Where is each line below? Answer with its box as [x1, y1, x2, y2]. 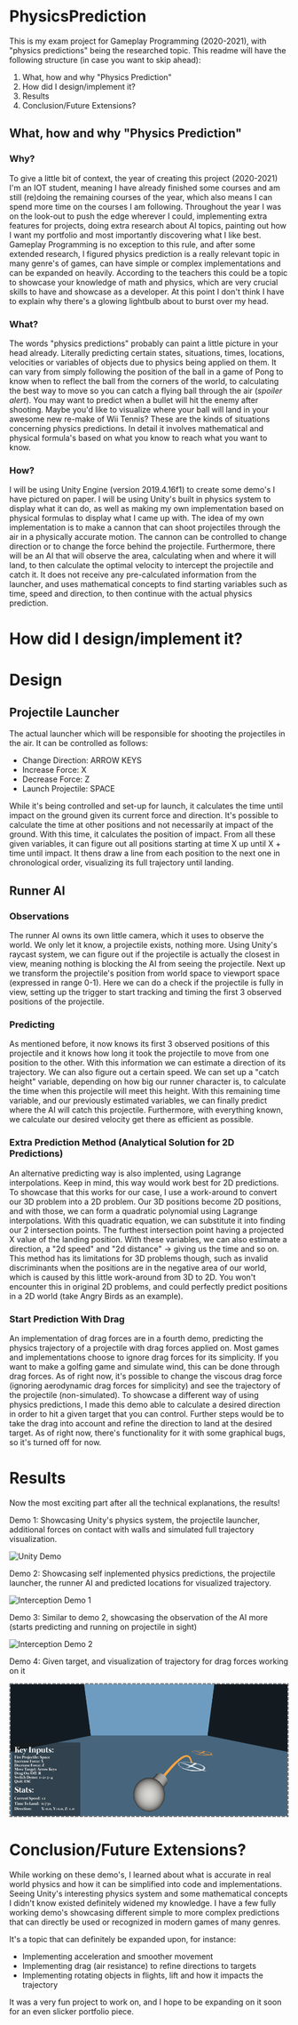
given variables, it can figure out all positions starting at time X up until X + [9, 839, 281, 849]
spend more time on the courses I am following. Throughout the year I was [9, 201, 282, 212]
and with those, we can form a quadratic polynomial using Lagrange [9, 1205, 258, 1216]
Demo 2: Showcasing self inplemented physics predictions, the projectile [9, 1568, 276, 1579]
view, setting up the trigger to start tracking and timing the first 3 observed [9, 987, 282, 998]
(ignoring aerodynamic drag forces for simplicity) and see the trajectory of [9, 1380, 281, 1391]
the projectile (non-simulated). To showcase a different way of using [9, 1389, 259, 1400]
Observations [9, 910, 69, 922]
